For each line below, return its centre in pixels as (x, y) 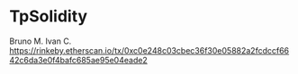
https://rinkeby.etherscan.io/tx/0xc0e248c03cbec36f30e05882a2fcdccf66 (149, 50)
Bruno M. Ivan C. (41, 41)
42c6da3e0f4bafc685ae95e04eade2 (79, 60)
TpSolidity (49, 16)
